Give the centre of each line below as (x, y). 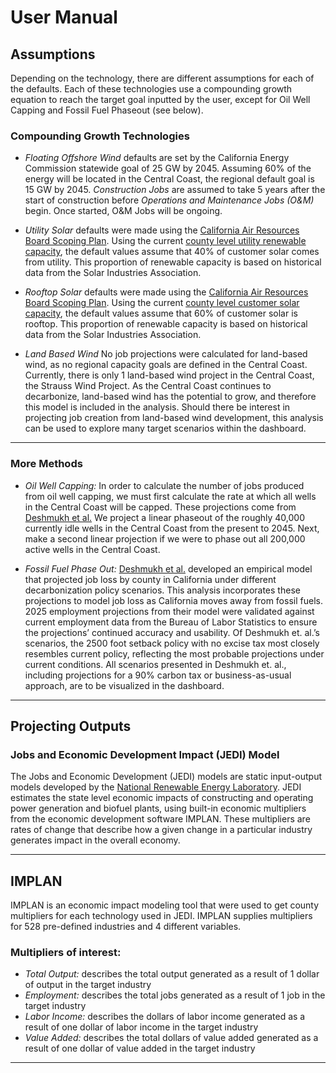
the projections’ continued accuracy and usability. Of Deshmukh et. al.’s (172, 632)
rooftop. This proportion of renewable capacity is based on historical (166, 324)
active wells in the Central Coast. (92, 549)
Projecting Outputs (71, 726)
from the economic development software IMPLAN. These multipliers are (160, 819)
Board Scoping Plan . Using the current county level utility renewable (165, 241)
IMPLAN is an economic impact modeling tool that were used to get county (165, 905)
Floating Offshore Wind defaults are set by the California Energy (157, 158)
